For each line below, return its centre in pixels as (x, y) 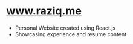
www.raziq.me (44, 11)
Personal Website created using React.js (65, 28)
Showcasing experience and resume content (71, 34)
